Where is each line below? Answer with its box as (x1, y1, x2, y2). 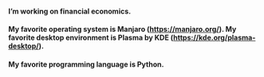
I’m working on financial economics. (8, 6, 132, 16)
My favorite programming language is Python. (8, 60, 164, 69)
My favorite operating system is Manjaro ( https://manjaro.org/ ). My (8, 25, 237, 34)
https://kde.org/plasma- (172, 33, 256, 43)
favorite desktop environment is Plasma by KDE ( (8, 33, 174, 43)
